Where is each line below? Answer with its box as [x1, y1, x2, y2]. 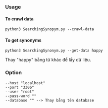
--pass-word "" [5, 93, 37, 99]
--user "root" [5, 89, 35, 94]
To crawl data [5, 16, 34, 22]
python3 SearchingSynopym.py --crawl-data [5, 27, 94, 32]
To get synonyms [5, 37, 42, 43]
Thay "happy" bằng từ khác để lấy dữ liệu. [5, 57, 91, 63]
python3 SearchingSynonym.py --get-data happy [5, 48, 103, 53]
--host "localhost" [5, 80, 46, 85]
